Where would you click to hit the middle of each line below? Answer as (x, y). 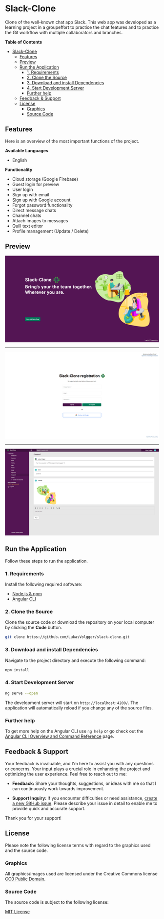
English (20, 160)
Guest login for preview (36, 184)
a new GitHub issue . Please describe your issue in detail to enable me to (85, 803)
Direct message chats (34, 210)
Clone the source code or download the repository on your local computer (80, 622)
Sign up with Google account (41, 200)
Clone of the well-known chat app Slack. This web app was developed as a (81, 22)
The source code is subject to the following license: (57, 902)
